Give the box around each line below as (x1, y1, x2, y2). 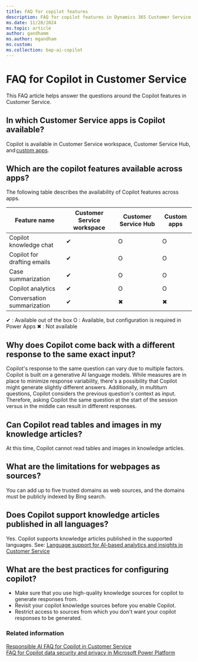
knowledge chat (9, 241, 54, 249)
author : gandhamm (6, 31, 49, 37)
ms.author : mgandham (6, 36, 57, 42)
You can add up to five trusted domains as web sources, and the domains (6, 487, 185, 494)
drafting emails (9, 258, 51, 266)
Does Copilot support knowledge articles (6, 510, 160, 520)
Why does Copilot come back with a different (6, 340, 175, 350)
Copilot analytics (9, 285, 56, 293)
